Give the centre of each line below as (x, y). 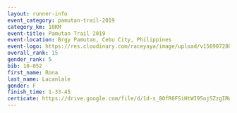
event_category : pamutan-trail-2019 (61, 20)
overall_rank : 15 (33, 53)
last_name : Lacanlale (39, 79)
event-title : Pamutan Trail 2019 (56, 33)
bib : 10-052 (25, 66)
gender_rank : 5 (30, 60)
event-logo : (25, 46)
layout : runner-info (38, 14)
